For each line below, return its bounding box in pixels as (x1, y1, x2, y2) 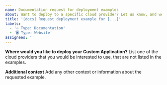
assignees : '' (5, 35, 35, 40)
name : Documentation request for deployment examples (5, 7, 119, 12)
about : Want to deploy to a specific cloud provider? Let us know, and (5, 12, 157, 17)
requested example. (5, 74, 46, 80)
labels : (5, 21, 21, 26)
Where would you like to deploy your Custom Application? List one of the (5, 48, 158, 55)
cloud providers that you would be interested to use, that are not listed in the (5, 54, 162, 60)
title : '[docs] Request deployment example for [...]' (5, 16, 121, 21)
